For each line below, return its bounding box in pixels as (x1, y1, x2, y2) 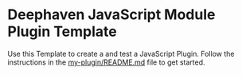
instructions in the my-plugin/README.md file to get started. (7, 57, 205, 67)
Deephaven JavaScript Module (7, 6, 216, 24)
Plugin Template (7, 22, 117, 41)
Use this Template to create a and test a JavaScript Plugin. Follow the (7, 49, 235, 58)
